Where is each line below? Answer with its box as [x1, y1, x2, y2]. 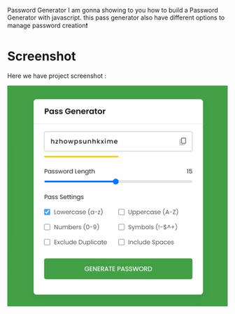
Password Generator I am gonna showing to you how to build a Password [7, 6, 218, 14]
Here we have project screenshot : [7, 71, 107, 80]
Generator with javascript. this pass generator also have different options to [7, 13, 225, 22]
